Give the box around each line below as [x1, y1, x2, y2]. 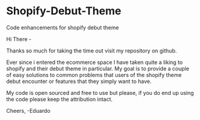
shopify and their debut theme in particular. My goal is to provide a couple [6, 64, 189, 72]
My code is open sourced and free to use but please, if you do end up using [6, 89, 194, 96]
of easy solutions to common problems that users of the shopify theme [6, 71, 182, 78]
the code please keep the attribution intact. [6, 96, 113, 103]
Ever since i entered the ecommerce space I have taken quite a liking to [6, 59, 183, 66]
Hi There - [6, 35, 32, 42]
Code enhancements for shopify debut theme [6, 24, 119, 31]
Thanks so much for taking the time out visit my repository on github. [6, 47, 177, 54]
